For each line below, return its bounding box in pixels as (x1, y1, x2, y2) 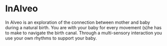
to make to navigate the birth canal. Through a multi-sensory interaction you (5, 30, 162, 36)
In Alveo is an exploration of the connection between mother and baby (5, 19, 150, 25)
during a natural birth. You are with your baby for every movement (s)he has (5, 24, 161, 30)
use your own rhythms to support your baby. (5, 35, 97, 41)
